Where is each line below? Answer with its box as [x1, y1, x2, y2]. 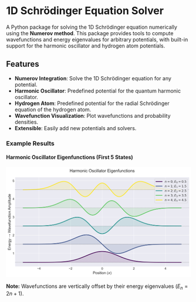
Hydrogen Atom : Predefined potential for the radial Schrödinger [14, 100, 170, 107]
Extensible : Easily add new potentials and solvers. [14, 124, 137, 131]
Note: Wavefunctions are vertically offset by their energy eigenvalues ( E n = [6, 283, 188, 291]
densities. [14, 118, 39, 125]
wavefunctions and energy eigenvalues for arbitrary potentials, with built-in [6, 36, 188, 43]
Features [6, 59, 39, 69]
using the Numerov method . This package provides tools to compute [6, 29, 174, 36]
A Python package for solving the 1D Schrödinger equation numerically [6, 23, 178, 30]
